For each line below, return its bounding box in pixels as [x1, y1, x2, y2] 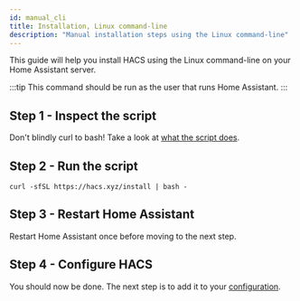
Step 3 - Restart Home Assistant [9, 207, 195, 222]
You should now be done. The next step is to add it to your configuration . [9, 281, 282, 292]
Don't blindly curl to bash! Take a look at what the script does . [9, 132, 240, 143]
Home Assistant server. [9, 64, 97, 75]
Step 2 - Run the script [9, 158, 138, 174]
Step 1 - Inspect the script [9, 108, 156, 123]
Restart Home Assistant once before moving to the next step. [9, 230, 237, 241]
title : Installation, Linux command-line [9, 22, 168, 31]
